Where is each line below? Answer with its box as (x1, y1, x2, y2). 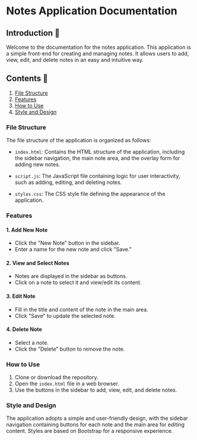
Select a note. (14, 339, 49, 346)
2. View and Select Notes (6, 259, 69, 266)
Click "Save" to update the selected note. (14, 312, 116, 319)
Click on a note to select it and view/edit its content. (14, 279, 142, 286)
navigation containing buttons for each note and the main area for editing (6, 421, 185, 428)
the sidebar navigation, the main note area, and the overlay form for (14, 155, 180, 162)
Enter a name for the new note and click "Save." (14, 246, 132, 253)
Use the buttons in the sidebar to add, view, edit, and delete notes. (14, 386, 177, 394)
